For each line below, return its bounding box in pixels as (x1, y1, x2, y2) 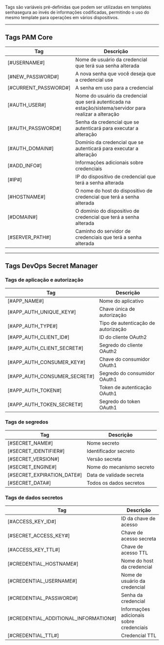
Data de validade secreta (86, 471, 144, 478)
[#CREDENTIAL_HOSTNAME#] (7, 561, 79, 568)
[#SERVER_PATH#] (7, 234, 51, 241)
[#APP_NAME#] (7, 298, 44, 304)
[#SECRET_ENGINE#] (7, 463, 57, 470)
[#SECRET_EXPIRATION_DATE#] (7, 471, 82, 478)
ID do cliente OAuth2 (99, 333, 147, 340)
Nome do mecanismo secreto (86, 463, 155, 470)
